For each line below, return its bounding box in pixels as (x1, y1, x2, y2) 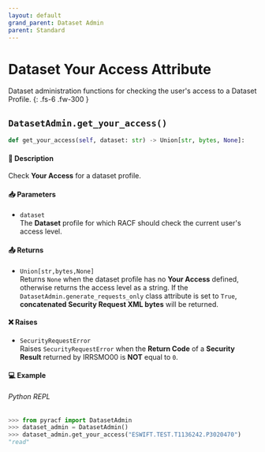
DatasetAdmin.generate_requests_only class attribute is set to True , (19, 291, 237, 301)
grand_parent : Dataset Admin (8, 19, 104, 27)
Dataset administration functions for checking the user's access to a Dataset (8, 86, 257, 95)
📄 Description (8, 153, 54, 162)
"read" (8, 439, 30, 446)
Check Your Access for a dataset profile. (8, 171, 142, 181)
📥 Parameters (8, 189, 57, 199)
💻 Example (8, 371, 47, 380)
